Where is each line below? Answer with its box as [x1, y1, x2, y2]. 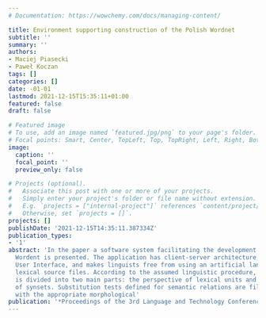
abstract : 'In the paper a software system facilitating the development [8, 247, 257, 255]
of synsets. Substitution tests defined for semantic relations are [15, 283, 246, 291]
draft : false [8, 107, 51, 115]
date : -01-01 [8, 85, 51, 93]
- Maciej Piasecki [8, 56, 69, 63]
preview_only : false [15, 166, 83, 174]
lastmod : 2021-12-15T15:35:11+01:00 [8, 92, 129, 100]
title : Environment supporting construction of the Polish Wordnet [8, 25, 236, 34]
